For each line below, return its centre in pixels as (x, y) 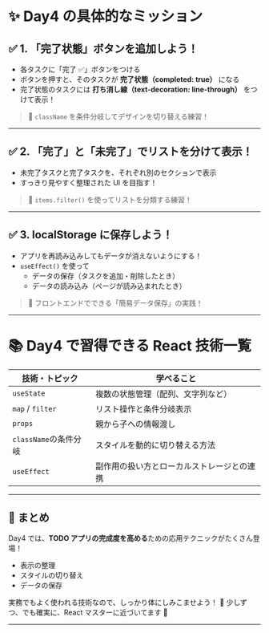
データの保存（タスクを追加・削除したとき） (106, 276)
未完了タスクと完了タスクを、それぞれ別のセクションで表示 (118, 172)
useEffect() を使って (54, 266)
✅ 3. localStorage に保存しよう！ (91, 235)
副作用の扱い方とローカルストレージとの (172, 466)
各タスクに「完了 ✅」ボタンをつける (80, 69)
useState (29, 393)
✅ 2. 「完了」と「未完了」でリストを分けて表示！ (131, 152)
